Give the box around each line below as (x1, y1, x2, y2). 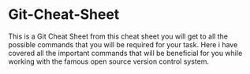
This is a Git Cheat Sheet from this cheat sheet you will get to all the (8, 31, 229, 41)
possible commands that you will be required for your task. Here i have (8, 39, 238, 49)
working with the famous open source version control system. (8, 57, 210, 66)
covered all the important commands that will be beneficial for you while (8, 48, 243, 57)
